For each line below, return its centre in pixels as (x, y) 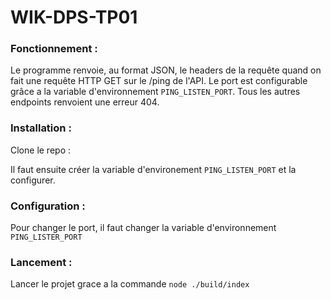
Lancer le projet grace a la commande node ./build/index (130, 284)
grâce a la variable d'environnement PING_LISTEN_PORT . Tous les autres (155, 92)
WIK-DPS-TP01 (74, 17)
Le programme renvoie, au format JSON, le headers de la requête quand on (166, 70)
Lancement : (41, 262)
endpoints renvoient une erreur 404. (85, 102)
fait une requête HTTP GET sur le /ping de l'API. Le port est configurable (159, 81)
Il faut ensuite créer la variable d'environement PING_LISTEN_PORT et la (153, 169)
